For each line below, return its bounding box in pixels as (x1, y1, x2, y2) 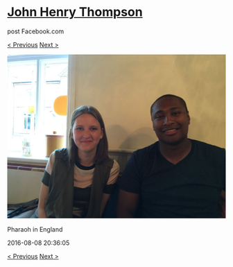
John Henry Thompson (7, 4, 144, 20)
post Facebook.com (7, 27, 64, 35)
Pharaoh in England (7, 225, 63, 233)
